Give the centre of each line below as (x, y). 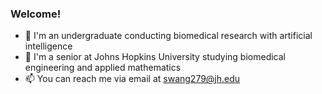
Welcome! (36, 14)
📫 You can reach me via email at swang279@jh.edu (132, 79)
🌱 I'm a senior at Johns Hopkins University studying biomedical (155, 57)
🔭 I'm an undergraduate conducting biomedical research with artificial (168, 36)
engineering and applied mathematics (103, 68)
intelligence (48, 46)
